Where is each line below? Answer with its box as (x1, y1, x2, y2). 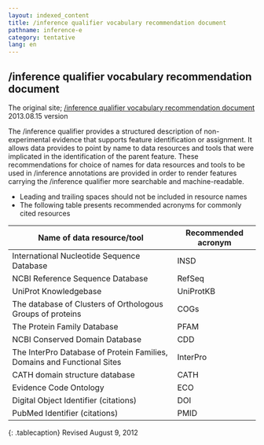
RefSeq (177, 273, 204, 284)
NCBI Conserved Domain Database (12, 333, 141, 344)
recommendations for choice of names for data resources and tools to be (8, 160, 246, 169)
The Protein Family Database (12, 321, 119, 332)
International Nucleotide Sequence (12, 250, 141, 261)
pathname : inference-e (8, 26, 82, 34)
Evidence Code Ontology (12, 382, 104, 393)
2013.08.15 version (8, 111, 68, 120)
